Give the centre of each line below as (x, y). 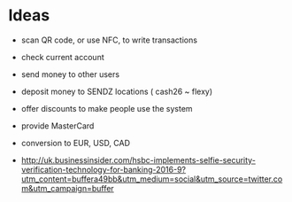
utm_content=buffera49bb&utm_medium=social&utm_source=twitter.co (152, 179)
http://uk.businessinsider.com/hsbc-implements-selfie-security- (138, 159)
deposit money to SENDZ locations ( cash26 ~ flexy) (117, 91)
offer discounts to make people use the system (107, 108)
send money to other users (70, 74)
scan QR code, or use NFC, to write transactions (109, 40)
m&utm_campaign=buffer (67, 188)
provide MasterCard (58, 126)
